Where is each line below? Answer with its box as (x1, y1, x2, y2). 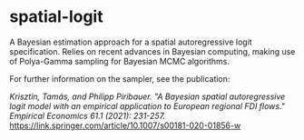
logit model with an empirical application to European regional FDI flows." (9, 100, 286, 111)
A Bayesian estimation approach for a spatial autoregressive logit (9, 36, 252, 47)
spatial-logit (9, 6, 103, 27)
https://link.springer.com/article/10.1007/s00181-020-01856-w (9, 120, 241, 131)
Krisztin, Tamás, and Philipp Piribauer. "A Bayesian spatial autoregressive (9, 91, 286, 102)
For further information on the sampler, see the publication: (9, 73, 230, 84)
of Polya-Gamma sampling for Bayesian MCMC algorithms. (9, 55, 230, 66)
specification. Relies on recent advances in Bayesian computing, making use (9, 45, 296, 56)
